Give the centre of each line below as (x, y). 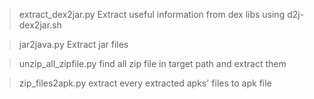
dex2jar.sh (40, 25)
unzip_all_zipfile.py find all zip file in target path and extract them (152, 63)
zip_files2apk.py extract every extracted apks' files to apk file (145, 83)
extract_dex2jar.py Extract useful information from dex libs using (152, 14)
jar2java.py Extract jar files (73, 44)
